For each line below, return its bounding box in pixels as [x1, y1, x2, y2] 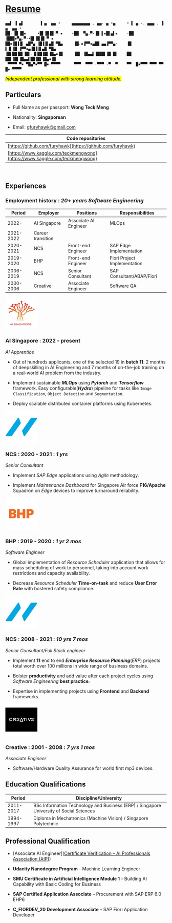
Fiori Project [110, 255, 136, 261]
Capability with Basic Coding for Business [12, 881, 101, 887]
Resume [5, 3, 41, 15]
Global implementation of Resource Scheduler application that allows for [12, 559, 165, 566]
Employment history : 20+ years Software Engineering [5, 197, 144, 204]
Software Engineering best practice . [12, 678, 90, 684]
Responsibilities [119, 210, 155, 216]
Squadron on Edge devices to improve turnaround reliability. [12, 487, 140, 494]
